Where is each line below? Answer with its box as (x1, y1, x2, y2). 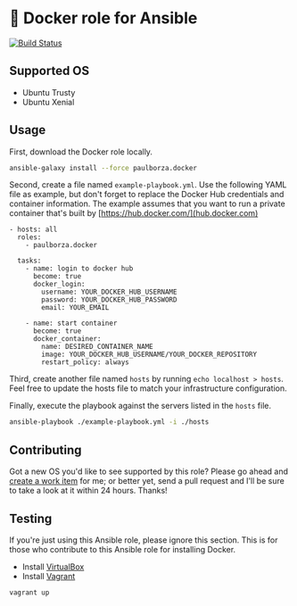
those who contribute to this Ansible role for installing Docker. (9, 544, 236, 554)
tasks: (17, 256, 42, 266)
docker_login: (32, 280, 87, 289)
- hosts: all (9, 225, 58, 235)
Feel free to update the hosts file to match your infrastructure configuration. (9, 383, 287, 394)
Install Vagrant (21, 570, 76, 581)
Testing (9, 511, 53, 526)
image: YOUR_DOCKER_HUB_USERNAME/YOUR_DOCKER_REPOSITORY (41, 350, 257, 360)
